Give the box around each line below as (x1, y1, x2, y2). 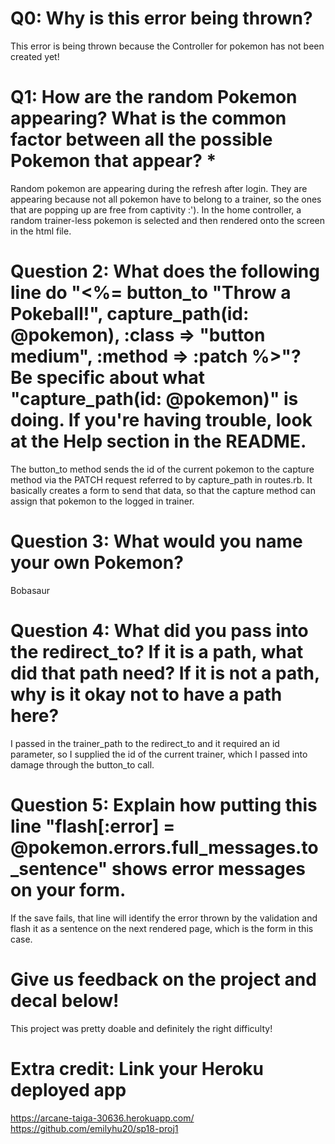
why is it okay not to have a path (10, 683, 283, 706)
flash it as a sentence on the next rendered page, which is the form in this (10, 922, 314, 934)
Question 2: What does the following (10, 260, 320, 283)
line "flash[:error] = (10, 815, 176, 837)
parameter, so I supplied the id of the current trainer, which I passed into (10, 748, 308, 760)
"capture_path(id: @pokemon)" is (10, 388, 299, 411)
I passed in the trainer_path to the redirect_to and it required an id (10, 737, 280, 749)
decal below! (10, 989, 120, 1012)
